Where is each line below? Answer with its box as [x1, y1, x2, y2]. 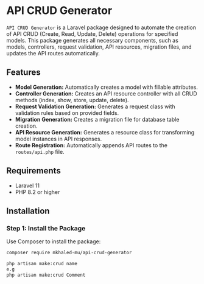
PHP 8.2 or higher [15, 188, 60, 195]
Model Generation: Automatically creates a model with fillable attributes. [15, 83, 198, 91]
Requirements [6, 165, 61, 176]
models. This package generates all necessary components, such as [6, 36, 178, 44]
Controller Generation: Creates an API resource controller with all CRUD [15, 89, 197, 97]
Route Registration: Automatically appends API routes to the [15, 141, 167, 149]
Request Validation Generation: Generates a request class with [15, 103, 175, 110]
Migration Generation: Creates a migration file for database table [15, 116, 180, 123]
